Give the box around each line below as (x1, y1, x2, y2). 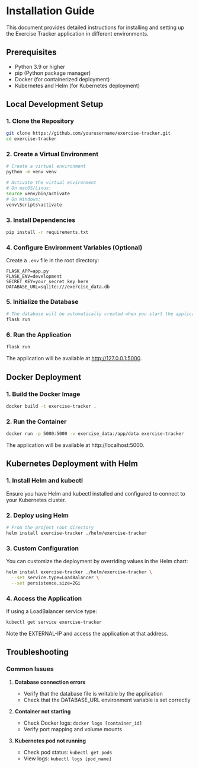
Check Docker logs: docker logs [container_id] (23, 719, 142, 726)
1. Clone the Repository (6, 117, 74, 125)
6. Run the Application (6, 331, 72, 339)
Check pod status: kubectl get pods (23, 748, 113, 756)
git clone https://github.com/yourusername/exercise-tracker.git (6, 131, 171, 137)
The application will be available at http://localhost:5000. (6, 442, 145, 449)
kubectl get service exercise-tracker (6, 619, 102, 625)
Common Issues (6, 665, 54, 673)
